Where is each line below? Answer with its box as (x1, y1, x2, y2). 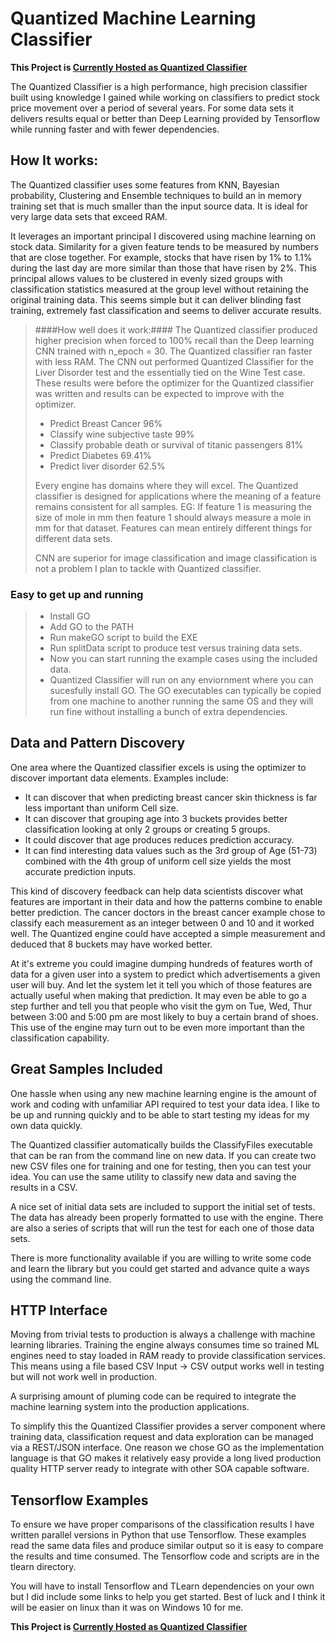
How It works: (10, 152, 99, 169)
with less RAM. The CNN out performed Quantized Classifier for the (34, 355, 314, 367)
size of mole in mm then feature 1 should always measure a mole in (34, 511, 312, 523)
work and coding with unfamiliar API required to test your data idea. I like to (10, 1098, 320, 1110)
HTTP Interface (10, 1302, 108, 1319)
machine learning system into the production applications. (10, 1401, 250, 1413)
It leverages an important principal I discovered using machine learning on (10, 230, 316, 242)
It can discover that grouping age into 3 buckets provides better (24, 812, 288, 824)
